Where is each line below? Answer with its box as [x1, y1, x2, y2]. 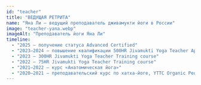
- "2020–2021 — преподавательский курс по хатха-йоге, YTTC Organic [11, 70, 186, 76]
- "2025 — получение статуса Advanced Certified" [11, 42, 138, 48]
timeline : [6, 37, 31, 42]
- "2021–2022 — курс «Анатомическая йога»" [11, 64, 121, 71]
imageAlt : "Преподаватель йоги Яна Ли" [6, 31, 106, 37]
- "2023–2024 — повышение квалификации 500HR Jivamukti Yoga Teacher [11, 48, 188, 54]
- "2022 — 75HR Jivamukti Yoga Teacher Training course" [11, 59, 157, 65]
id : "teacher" [6, 8, 42, 15]
